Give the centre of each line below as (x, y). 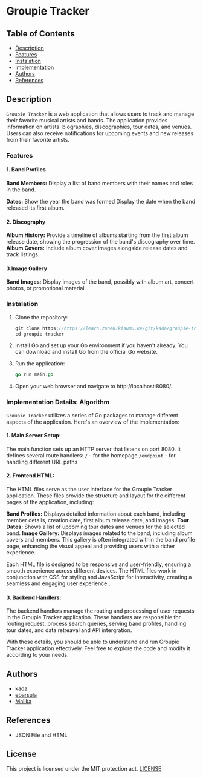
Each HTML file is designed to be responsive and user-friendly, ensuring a (99, 564)
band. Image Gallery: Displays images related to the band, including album (99, 533)
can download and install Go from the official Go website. (86, 352)
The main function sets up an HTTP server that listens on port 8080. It (94, 449)
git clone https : (37, 328)
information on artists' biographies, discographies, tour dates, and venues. (99, 127)
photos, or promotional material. (46, 288)
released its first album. (36, 208)
